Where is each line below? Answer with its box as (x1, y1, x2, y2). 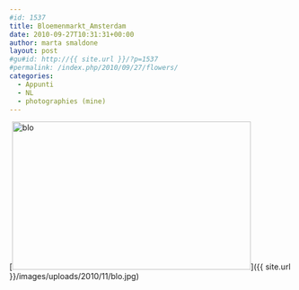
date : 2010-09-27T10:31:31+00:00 (9, 30, 135, 39)
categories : (9, 72, 54, 81)
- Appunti (17, 80, 54, 89)
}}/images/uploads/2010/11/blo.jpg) (9, 271, 139, 282)
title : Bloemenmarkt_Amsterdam (9, 22, 127, 31)
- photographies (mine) (17, 96, 106, 106)
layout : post (9, 47, 58, 56)
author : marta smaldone (9, 38, 99, 48)
